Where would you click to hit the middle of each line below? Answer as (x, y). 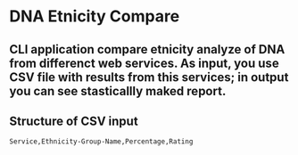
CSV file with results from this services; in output (149, 77)
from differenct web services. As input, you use (144, 63)
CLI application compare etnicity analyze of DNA (147, 49)
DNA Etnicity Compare (95, 16)
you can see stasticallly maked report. (118, 91)
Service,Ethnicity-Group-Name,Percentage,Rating (101, 142)
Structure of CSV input (74, 121)
